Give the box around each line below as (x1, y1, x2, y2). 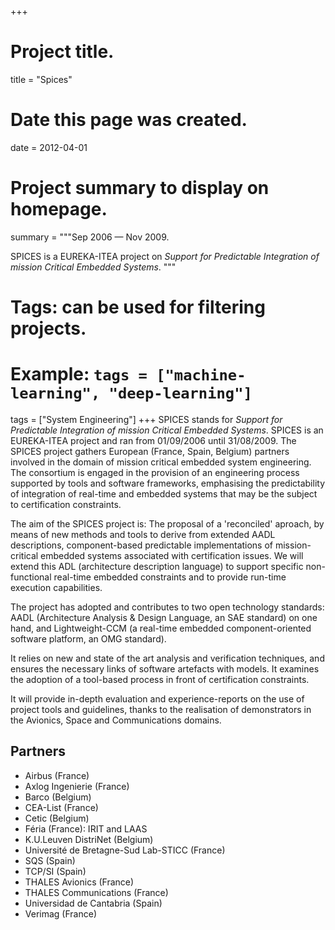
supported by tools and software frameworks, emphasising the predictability (10, 477, 326, 489)
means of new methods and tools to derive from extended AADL (10, 528, 276, 540)
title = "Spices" (10, 73, 73, 85)
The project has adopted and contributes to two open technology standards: (10, 601, 325, 613)
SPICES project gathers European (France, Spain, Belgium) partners (10, 445, 290, 457)
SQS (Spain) (24, 854, 76, 866)
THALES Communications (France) (24, 886, 169, 898)
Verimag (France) (24, 907, 97, 920)
